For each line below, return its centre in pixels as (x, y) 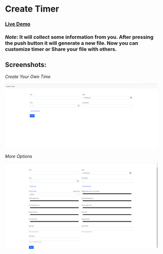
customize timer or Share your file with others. (61, 49)
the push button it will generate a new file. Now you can (72, 43)
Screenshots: (26, 65)
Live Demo (18, 24)
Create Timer (32, 9)
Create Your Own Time (28, 77)
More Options (19, 157)
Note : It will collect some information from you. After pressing (79, 37)
